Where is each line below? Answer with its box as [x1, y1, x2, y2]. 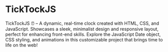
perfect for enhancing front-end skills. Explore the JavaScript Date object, [5, 31, 161, 37]
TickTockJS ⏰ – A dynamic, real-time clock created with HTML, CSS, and [5, 20, 159, 26]
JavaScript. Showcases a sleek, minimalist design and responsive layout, [5, 26, 159, 32]
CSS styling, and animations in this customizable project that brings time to [5, 36, 163, 42]
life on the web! [5, 42, 38, 48]
